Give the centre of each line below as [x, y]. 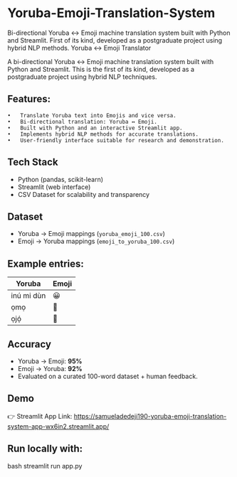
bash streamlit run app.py [45, 466]
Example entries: [46, 263]
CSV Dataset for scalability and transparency [84, 194]
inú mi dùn [28, 296]
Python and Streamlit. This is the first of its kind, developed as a [101, 69]
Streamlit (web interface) [54, 187]
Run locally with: [45, 449]
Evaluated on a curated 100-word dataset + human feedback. [107, 376]
